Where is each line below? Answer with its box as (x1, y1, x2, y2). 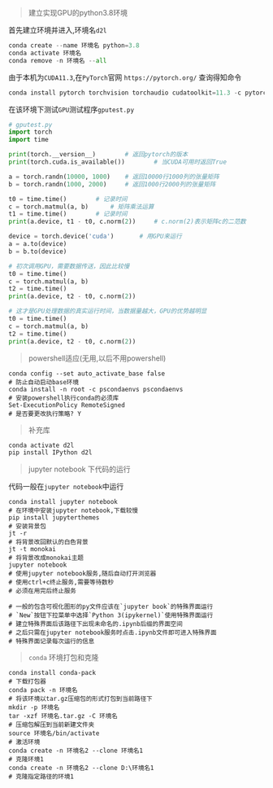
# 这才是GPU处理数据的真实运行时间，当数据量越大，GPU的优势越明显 (8, 307, 207, 316)
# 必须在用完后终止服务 (8, 587, 77, 595)
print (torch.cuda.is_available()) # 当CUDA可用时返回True (8, 158, 227, 166)
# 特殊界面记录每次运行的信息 (8, 637, 95, 646)
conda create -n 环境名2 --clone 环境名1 (8, 746, 144, 755)
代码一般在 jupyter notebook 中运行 (8, 482, 124, 492)
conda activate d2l (8, 441, 75, 449)
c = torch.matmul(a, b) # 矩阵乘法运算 (8, 203, 154, 211)
